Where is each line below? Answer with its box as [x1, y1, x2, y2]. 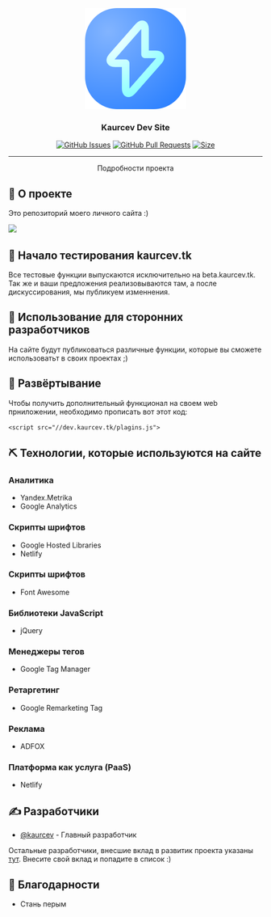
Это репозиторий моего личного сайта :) [8, 209, 149, 218]
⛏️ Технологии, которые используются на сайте [8, 446, 262, 460]
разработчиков [8, 323, 90, 337]
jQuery [19, 626, 43, 636]
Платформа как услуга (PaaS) [8, 761, 131, 772]
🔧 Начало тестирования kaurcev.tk [8, 248, 192, 262]
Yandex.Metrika [19, 493, 73, 503]
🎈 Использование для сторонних [8, 311, 184, 324]
